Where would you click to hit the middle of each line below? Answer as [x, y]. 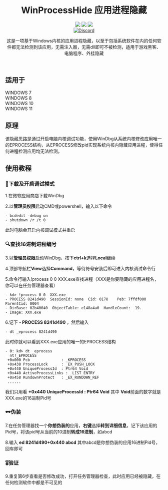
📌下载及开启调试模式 [30, 184]
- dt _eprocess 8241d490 [31, 332]
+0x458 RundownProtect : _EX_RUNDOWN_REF [53, 377]
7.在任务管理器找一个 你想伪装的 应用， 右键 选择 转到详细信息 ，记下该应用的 [81, 425]
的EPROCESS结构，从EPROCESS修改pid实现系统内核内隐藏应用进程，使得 [82, 145]
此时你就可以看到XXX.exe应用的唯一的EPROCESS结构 [60, 341]
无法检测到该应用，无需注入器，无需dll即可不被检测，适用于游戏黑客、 [88, 47]
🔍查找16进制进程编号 [31, 244]
